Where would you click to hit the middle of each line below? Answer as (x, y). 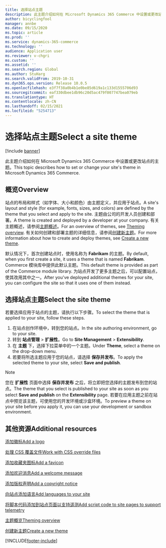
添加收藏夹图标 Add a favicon (35, 462)
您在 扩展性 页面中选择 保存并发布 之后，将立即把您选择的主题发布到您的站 (81, 383)
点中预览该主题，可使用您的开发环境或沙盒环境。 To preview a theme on (78, 401)
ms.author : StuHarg (25, 74)
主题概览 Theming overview (33, 520)
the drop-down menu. (35, 351)
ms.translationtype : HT (30, 97)
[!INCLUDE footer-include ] (31, 541)
